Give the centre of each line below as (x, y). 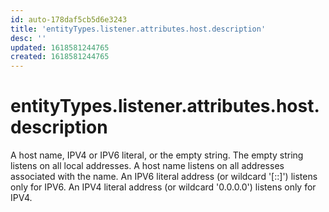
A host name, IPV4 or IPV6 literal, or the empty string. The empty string (157, 155)
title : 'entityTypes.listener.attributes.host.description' (138, 29)
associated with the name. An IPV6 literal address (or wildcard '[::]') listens (164, 177)
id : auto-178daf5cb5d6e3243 (69, 19)
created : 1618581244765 (60, 57)
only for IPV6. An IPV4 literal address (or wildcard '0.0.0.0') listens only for (163, 187)
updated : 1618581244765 (60, 47)
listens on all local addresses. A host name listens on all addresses (147, 166)
